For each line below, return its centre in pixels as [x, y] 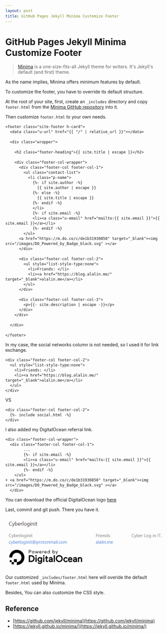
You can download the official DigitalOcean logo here [61, 500]
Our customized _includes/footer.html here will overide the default [76, 578]
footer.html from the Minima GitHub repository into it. [62, 107]
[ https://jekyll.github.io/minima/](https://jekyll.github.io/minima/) [80, 626]
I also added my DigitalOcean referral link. [49, 430]
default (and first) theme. [44, 72]
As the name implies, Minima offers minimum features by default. [73, 82]
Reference [22, 608]
